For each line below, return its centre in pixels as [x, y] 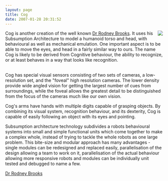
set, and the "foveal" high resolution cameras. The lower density [93, 80]
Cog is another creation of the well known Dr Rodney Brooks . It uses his [79, 34]
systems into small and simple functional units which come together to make [84, 132]
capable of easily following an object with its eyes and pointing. [70, 117]
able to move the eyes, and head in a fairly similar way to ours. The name [80, 49]
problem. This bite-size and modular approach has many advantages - [78, 142]
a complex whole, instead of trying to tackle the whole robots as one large [81, 137]
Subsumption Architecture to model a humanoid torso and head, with [76, 39]
